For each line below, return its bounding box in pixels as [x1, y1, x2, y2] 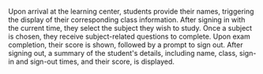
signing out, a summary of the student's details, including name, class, [8, 49, 239, 57]
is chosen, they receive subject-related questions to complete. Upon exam [8, 31, 250, 41]
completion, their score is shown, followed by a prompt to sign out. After [8, 40, 243, 50]
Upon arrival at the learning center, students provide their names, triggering [8, 7, 254, 16]
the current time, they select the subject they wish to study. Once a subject [8, 24, 253, 32]
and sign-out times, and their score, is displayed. [15, 57, 175, 66]
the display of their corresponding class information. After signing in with [8, 15, 246, 24]
